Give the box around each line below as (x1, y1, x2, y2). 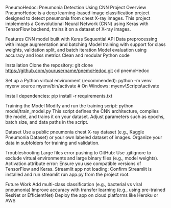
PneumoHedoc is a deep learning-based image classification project (5, 10, 150, 16)
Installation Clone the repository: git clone (5, 62, 93, 68)
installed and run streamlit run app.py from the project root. (5, 171, 130, 177)
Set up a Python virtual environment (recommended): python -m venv (5, 78, 152, 83)
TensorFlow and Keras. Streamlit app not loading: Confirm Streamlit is (5, 166, 152, 172)
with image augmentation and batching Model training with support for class (5, 41, 166, 48)
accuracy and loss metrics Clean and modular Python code (5, 52, 130, 58)
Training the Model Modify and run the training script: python (5, 103, 134, 109)
